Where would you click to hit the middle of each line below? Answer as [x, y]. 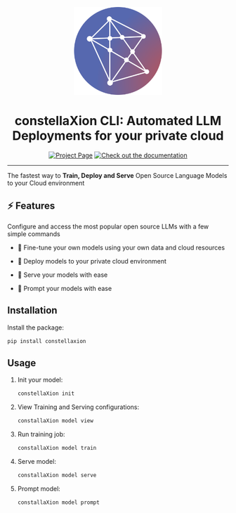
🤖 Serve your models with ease [63, 275]
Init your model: [40, 380]
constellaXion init [46, 394]
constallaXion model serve [57, 475]
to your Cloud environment [46, 183]
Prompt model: [39, 488]
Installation [32, 310]
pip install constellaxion [47, 341]
